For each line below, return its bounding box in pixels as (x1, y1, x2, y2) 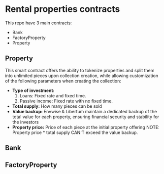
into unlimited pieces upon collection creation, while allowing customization (5, 73, 159, 79)
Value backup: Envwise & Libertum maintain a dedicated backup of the (12, 108, 157, 114)
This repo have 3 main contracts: (5, 20, 72, 26)
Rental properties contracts (5, 3, 120, 15)
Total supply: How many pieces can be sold (12, 103, 102, 109)
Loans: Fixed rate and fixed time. (19, 92, 86, 98)
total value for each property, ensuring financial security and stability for (12, 114, 159, 120)
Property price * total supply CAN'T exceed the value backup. (12, 130, 138, 135)
